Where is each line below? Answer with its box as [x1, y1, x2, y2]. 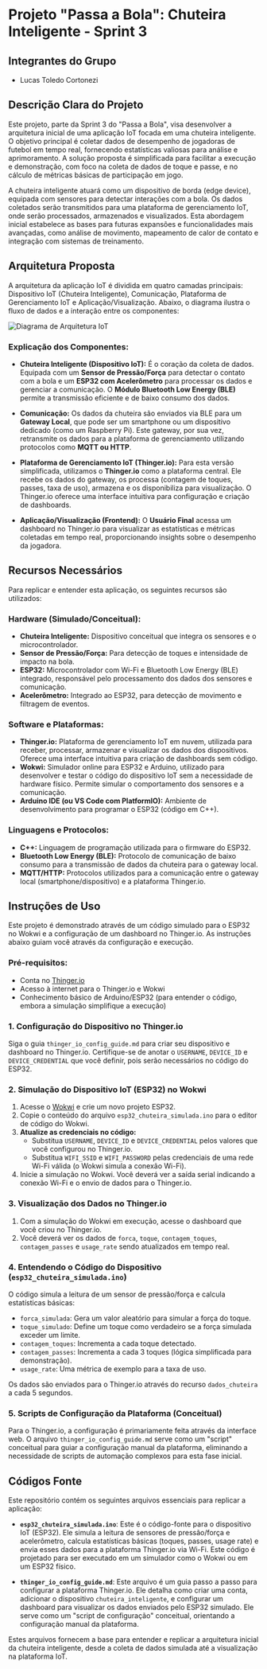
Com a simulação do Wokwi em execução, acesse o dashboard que [19, 1216, 242, 1226]
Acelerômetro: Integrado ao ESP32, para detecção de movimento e [19, 691, 242, 700]
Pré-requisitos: [8, 957, 68, 969]
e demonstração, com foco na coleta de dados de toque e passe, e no [8, 162, 238, 171]
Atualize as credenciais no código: [19, 1128, 137, 1137]
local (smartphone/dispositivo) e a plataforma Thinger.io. [19, 876, 207, 886]
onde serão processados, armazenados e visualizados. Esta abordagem [8, 211, 245, 220]
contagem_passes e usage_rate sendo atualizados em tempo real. [19, 1242, 230, 1251]
